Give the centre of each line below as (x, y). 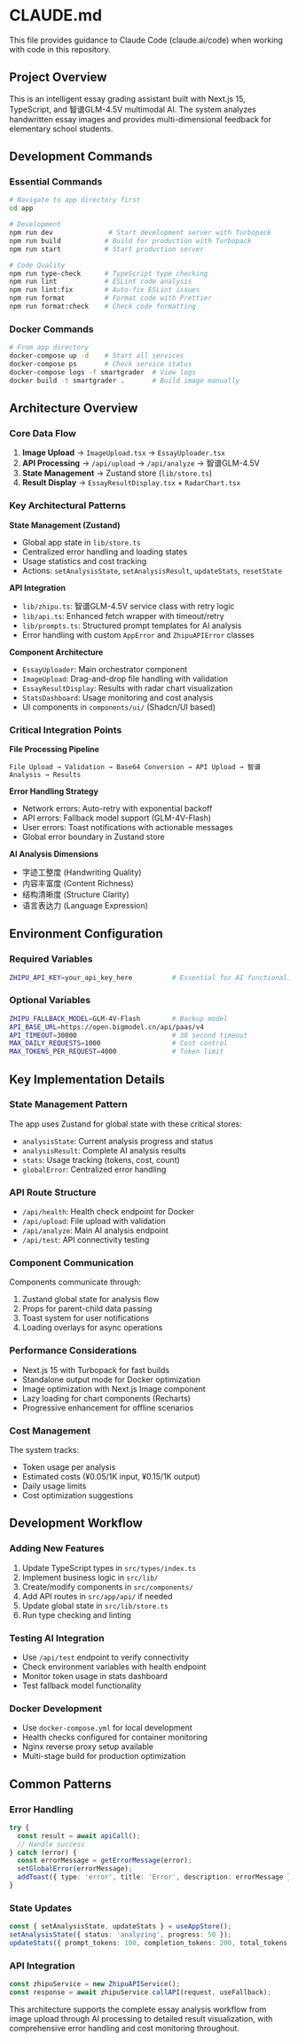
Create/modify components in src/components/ (107, 1586)
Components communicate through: (75, 1282)
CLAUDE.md (56, 16)
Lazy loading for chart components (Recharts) (106, 1398)
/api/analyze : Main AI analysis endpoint (95, 1230)
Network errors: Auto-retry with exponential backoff (117, 808)
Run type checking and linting (76, 1614)
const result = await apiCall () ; (79, 1836)
